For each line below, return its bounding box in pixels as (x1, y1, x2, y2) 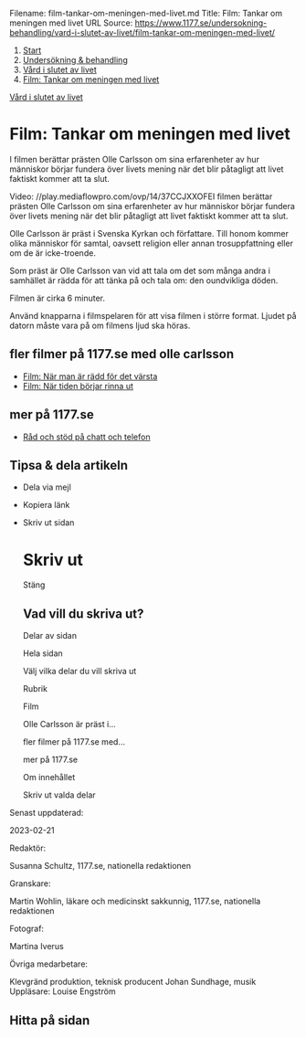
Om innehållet (22, 772, 76, 783)
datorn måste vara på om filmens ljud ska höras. (9, 320, 191, 331)
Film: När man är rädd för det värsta (22, 370, 158, 382)
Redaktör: (9, 842, 47, 853)
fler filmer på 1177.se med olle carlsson (9, 346, 235, 362)
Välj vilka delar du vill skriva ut (22, 666, 137, 677)
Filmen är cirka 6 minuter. (9, 292, 105, 303)
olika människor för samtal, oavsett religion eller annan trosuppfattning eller (9, 238, 294, 249)
